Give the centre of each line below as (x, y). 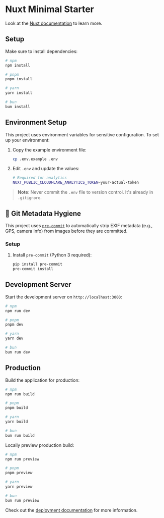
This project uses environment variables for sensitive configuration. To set (82, 134)
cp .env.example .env (35, 159)
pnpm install (19, 79)
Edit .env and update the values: (46, 169)
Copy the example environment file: (49, 149)
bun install (18, 107)
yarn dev (14, 339)
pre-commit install (33, 269)
